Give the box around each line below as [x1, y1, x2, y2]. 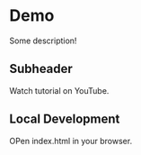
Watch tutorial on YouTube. [9, 85, 110, 96]
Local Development [9, 112, 120, 127]
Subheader [9, 61, 74, 77]
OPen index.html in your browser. [9, 135, 133, 146]
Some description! [9, 35, 77, 46]
